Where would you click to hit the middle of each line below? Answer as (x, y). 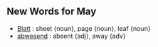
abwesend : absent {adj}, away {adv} (71, 36)
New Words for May (52, 12)
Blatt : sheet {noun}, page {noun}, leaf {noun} (84, 28)
